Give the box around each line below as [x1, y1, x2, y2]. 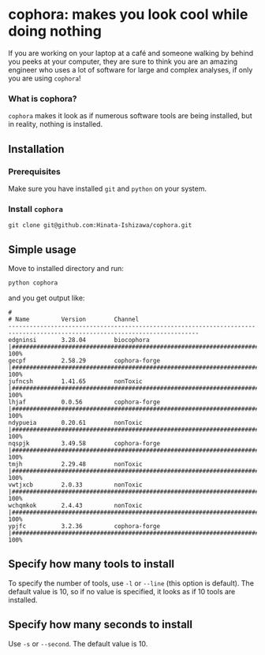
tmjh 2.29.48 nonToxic [8, 460, 144, 468]
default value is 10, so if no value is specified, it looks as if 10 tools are [8, 586, 236, 596]
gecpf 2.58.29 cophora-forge [8, 356, 160, 364]
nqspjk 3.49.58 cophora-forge [8, 439, 160, 447]
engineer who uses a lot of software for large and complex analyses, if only [8, 65, 253, 74]
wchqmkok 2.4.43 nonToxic [8, 501, 144, 509]
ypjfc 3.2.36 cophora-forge [8, 522, 160, 530]
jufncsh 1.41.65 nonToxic [8, 377, 144, 385]
